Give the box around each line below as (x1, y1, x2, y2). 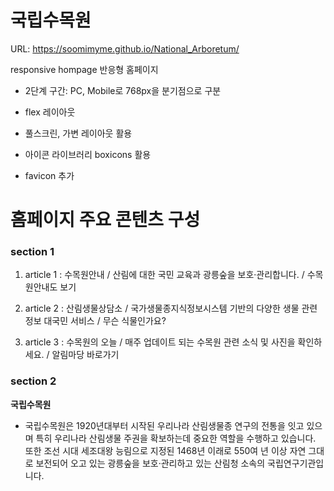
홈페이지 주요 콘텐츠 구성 (10, 209, 201, 231)
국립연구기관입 (267, 457, 325, 469)
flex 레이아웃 (24, 106, 76, 118)
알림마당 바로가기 (51, 349, 120, 361)
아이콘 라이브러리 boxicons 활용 (24, 148, 152, 160)
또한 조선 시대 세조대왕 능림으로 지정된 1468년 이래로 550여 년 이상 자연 (24, 444, 307, 456)
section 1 (10, 245, 55, 259)
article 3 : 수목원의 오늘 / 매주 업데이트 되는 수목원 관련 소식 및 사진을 (24, 336, 296, 348)
